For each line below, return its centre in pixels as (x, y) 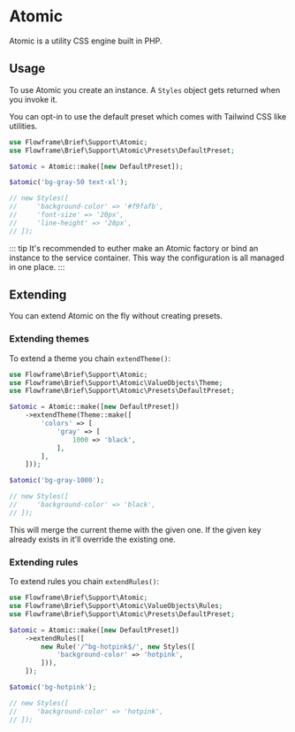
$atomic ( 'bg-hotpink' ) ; (53, 688)
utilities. (23, 126)
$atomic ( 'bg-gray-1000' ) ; (57, 481)
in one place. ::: (37, 266)
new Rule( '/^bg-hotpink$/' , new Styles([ (118, 647)
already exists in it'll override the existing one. (93, 539)
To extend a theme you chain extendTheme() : (90, 358)
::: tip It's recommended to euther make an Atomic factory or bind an (134, 248)
